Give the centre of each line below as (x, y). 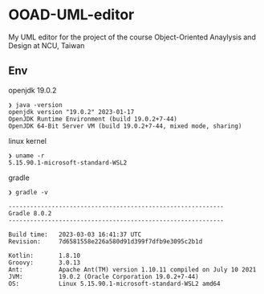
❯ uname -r (26, 155)
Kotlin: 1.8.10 (45, 255)
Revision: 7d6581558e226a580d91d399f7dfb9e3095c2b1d (106, 241)
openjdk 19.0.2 (32, 90)
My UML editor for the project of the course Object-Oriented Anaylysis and (132, 37)
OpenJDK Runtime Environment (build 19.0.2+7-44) (93, 119)
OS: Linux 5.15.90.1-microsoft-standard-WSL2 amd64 (114, 284)
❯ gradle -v (28, 192)
